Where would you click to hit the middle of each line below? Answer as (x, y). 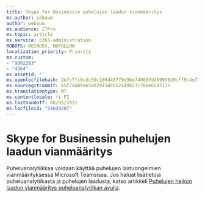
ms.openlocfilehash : (33, 80)
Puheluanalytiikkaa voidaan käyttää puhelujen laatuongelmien (84, 168)
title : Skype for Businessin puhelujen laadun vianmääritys (85, 12)
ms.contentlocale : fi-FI (38, 97)
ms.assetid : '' (26, 74)
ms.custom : (20, 57)
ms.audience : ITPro (31, 29)
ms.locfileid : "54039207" (39, 108)
